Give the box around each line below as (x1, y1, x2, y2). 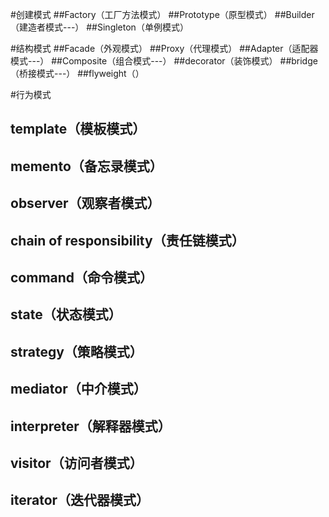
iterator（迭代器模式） (10, 492, 150, 509)
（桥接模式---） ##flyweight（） (10, 68, 145, 79)
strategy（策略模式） (10, 343, 143, 360)
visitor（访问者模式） (10, 454, 143, 472)
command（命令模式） (10, 269, 154, 286)
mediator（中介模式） (10, 381, 147, 398)
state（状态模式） (10, 306, 122, 323)
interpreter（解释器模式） (10, 418, 172, 435)
